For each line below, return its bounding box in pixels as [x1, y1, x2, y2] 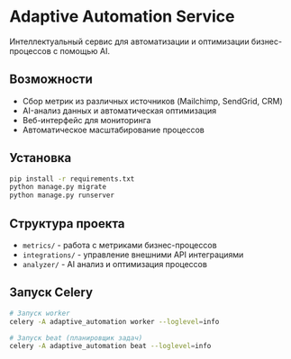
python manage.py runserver [9, 191, 115, 200]
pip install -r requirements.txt [9, 174, 135, 184]
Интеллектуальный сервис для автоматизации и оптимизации [9, 36, 250, 47]
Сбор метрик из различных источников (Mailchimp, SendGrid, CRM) [22, 95, 284, 106]
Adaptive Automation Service [9, 6, 236, 27]
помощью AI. [59, 45, 111, 56]
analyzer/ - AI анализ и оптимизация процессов [22, 259, 207, 269]
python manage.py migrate [9, 183, 106, 192]
